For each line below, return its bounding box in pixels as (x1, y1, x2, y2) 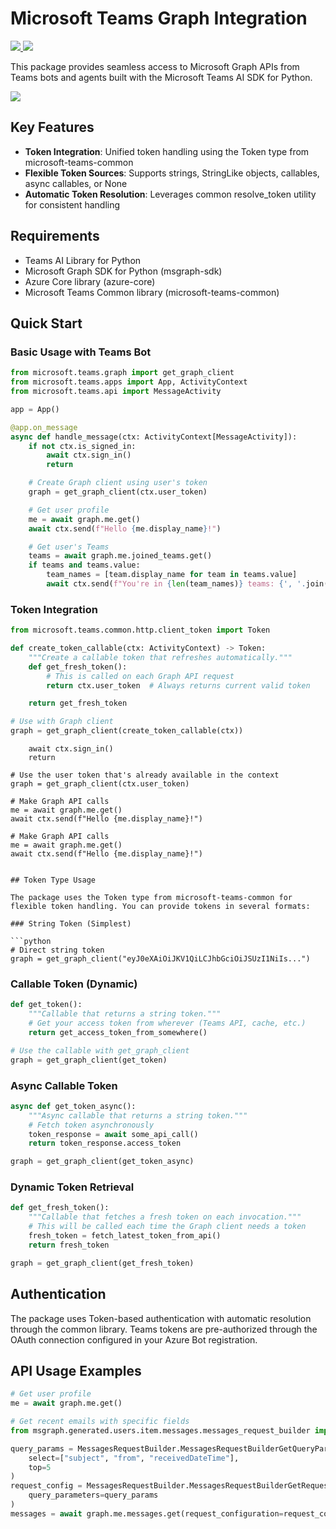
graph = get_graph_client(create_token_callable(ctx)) (10, 726, 244, 736)
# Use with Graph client (10, 717, 114, 727)
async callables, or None (24, 177, 128, 189)
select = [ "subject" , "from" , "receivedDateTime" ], (28, 1453, 240, 1463)
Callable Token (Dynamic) (10, 977, 138, 991)
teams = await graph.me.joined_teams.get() (28, 551, 213, 561)
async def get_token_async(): (10, 1101, 137, 1111)
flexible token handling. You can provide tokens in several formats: (10, 902, 311, 912)
